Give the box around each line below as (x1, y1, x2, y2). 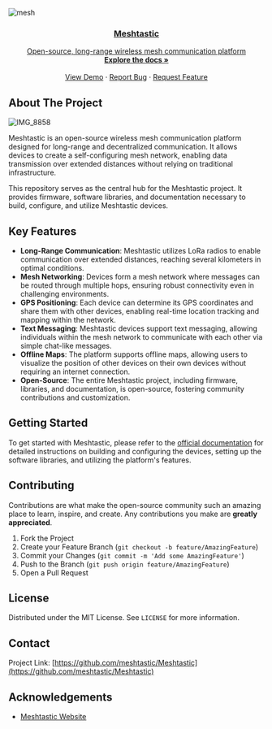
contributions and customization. (19, 393, 131, 402)
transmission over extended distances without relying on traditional (8, 159, 234, 169)
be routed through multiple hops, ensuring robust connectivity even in (19, 280, 254, 290)
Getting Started (8, 416, 89, 430)
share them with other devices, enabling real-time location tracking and (19, 306, 260, 316)
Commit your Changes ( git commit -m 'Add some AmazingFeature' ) (19, 550, 245, 560)
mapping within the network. (19, 315, 116, 324)
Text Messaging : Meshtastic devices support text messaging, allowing (19, 323, 258, 333)
